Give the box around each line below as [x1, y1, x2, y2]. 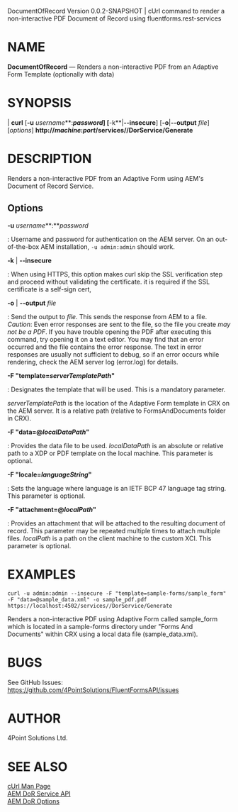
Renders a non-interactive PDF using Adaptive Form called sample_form [7, 614, 218, 623]
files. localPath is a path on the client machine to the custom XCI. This [7, 534, 212, 543]
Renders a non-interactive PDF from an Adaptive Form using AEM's [7, 174, 204, 182]
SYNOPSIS [7, 95, 72, 111]
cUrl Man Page [7, 782, 51, 791]
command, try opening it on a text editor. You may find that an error [7, 335, 204, 343]
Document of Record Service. [7, 182, 94, 190]
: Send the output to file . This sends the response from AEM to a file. [7, 312, 208, 321]
